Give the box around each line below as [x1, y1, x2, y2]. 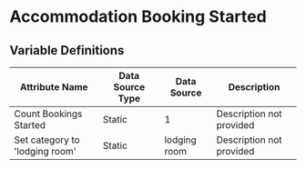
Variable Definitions [9, 43, 125, 58]
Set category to [14, 134, 80, 146]
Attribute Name [19, 81, 88, 93]
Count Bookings [14, 107, 83, 120]
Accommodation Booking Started [9, 6, 267, 27]
